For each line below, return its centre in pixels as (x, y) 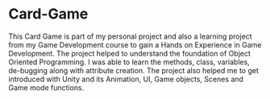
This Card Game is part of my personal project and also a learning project (130, 36)
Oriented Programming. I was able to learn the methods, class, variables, (129, 62)
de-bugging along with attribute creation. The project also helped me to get (134, 70)
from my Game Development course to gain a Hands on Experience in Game (135, 44)
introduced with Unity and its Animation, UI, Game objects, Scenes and (126, 79)
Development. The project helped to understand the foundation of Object (130, 53)
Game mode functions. (46, 87)
